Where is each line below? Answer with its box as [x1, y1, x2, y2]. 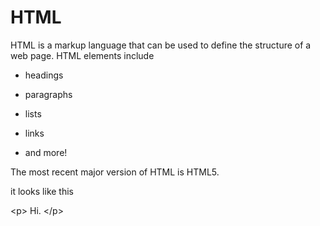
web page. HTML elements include [10, 49, 155, 61]
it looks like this [10, 185, 74, 197]
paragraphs [24, 88, 73, 100]
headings [24, 69, 64, 81]
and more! [24, 146, 68, 158]
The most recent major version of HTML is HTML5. [10, 166, 220, 178]
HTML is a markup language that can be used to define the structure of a [10, 39, 312, 51]
